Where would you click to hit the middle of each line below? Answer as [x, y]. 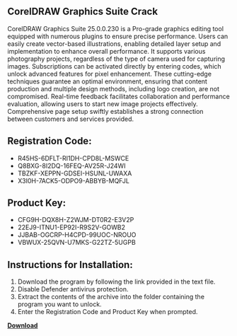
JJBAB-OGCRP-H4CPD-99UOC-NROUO [77, 235]
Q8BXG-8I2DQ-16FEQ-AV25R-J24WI [71, 166]
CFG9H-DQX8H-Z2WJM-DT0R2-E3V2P [76, 220]
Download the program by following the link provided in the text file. [116, 282]
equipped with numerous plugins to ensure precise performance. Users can [118, 36]
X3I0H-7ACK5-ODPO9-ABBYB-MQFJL [73, 180]
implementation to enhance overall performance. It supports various [106, 51]
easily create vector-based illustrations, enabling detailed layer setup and [114, 44]
